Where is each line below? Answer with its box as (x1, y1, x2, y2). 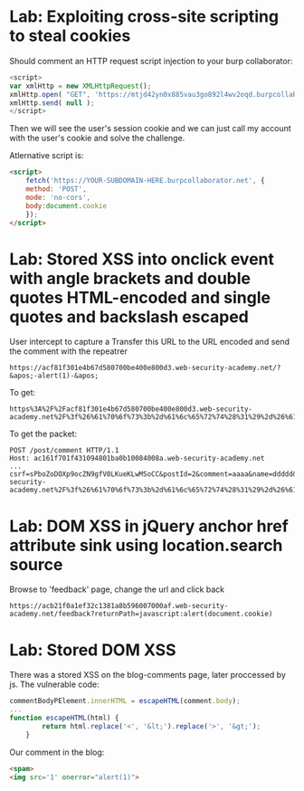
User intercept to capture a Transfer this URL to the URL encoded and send (9, 337, 290, 348)
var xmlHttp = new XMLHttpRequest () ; (9, 81, 152, 91)
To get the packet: (9, 428, 78, 440)
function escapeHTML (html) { (9, 713, 119, 722)
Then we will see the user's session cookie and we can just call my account (9, 123, 291, 134)
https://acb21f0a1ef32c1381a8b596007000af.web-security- (9, 602, 229, 611)
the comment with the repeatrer (9, 346, 128, 357)
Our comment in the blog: (9, 747, 105, 758)
